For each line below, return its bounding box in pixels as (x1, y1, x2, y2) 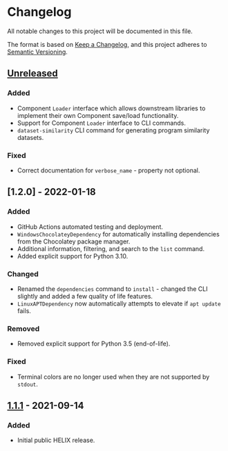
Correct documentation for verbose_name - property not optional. (17, 166, 200, 174)
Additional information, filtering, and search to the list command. (17, 244, 205, 252)
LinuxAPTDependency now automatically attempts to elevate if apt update (17, 299, 221, 308)
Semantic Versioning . (7, 48, 68, 56)
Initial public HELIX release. (17, 436, 95, 445)
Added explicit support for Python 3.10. (17, 252, 129, 260)
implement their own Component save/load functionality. (17, 111, 179, 119)
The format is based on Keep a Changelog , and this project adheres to (7, 40, 207, 48)
